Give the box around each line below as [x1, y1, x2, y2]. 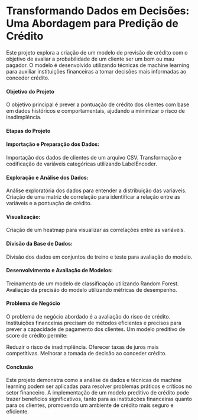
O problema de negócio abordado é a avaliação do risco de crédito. [6, 313, 171, 320]
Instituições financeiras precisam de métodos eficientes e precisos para [6, 319, 181, 326]
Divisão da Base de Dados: [6, 240, 73, 247]
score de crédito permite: [6, 332, 68, 339]
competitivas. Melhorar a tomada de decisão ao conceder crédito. [6, 349, 167, 357]
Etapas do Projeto [6, 127, 51, 134]
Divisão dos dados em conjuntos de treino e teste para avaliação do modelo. [6, 253, 193, 260]
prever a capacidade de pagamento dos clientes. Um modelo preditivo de [6, 325, 186, 333]
